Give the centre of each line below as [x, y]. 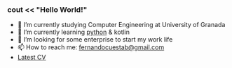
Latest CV [32, 58]
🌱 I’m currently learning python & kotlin [74, 32]
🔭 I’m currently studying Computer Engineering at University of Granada [121, 25]
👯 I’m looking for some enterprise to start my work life [95, 40]
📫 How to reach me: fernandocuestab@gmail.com [91, 47]
